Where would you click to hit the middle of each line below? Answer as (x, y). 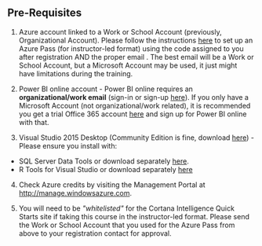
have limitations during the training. (76, 73)
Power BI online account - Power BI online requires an (106, 89)
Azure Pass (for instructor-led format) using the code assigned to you (131, 48)
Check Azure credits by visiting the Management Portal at (112, 185)
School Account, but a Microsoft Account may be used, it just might (128, 65)
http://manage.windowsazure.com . (75, 193)
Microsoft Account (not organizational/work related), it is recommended (135, 105)
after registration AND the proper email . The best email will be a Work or (136, 57)
